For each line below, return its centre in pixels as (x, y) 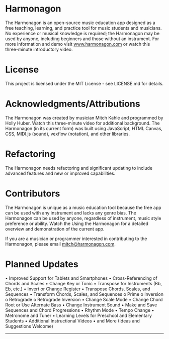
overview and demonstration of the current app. (55, 229)
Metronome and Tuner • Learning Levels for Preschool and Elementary (79, 315)
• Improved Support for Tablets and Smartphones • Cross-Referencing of (81, 278)
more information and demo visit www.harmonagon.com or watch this (78, 44)
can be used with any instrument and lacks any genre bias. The (71, 213)
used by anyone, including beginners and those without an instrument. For (82, 39)
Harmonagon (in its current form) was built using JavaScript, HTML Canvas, (84, 128)
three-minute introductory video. (39, 49)
